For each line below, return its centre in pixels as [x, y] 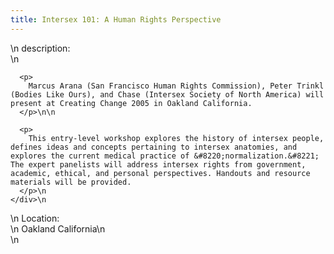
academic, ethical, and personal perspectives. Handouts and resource [160, 173]
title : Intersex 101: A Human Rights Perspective [116, 19]
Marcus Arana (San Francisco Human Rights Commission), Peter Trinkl [176, 86]
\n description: [40, 48]
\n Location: [35, 218]
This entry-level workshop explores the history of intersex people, [176, 138]
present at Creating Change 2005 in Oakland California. [131, 103]
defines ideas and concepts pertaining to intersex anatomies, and [154, 147]
